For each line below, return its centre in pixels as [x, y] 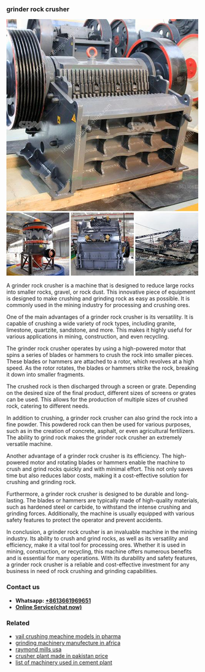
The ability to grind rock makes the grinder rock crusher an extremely [94, 437]
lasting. [16, 501]
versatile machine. [29, 444]
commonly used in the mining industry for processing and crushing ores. [98, 305]
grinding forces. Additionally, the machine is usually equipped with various [100, 514]
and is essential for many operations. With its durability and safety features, [102, 558]
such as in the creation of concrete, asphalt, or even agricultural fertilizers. [101, 431]
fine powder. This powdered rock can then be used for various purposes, [99, 424]
